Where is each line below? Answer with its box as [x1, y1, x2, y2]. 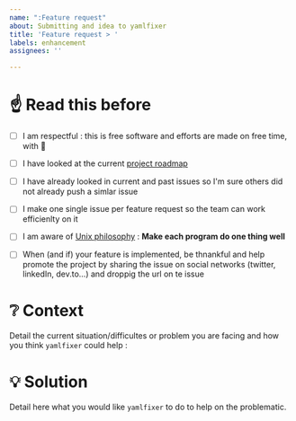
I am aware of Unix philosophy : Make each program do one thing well [22, 231, 286, 242]
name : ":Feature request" [9, 13, 106, 22]
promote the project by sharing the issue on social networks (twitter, [22, 259, 276, 270]
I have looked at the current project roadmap [22, 158, 189, 169]
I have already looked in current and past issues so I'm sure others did [22, 176, 283, 187]
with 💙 [22, 141, 47, 152]
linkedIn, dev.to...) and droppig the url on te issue [22, 268, 205, 279]
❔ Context [9, 300, 84, 320]
